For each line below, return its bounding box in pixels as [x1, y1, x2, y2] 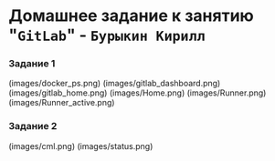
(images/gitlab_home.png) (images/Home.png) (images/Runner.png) [8, 87, 267, 98]
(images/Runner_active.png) [8, 97, 115, 108]
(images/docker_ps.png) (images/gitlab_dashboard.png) [8, 78, 221, 89]
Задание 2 [8, 120, 58, 133]
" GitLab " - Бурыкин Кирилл [8, 25, 206, 45]
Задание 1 [8, 57, 56, 70]
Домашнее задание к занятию [8, 5, 255, 26]
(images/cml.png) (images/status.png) [8, 140, 153, 151]
